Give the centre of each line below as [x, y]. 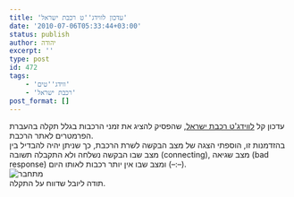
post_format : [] [39, 101]
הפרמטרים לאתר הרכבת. [51, 136]
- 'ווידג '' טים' [48, 84]
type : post [29, 59]
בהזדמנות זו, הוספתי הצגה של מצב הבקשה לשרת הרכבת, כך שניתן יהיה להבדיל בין [147, 145]
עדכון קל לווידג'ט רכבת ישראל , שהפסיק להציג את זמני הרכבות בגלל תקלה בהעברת [147, 126]
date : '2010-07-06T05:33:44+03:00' [76, 26]
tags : [19, 76]
